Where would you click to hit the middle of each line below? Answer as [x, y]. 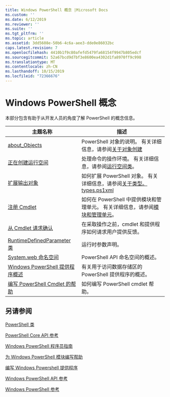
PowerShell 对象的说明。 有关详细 [121, 141]
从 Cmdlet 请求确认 [30, 228]
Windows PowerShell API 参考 [37, 378]
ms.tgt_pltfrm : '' [25, 34]
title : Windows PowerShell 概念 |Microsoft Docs [57, 10]
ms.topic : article [25, 39]
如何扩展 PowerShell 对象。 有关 [120, 176]
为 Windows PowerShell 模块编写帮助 [44, 357]
